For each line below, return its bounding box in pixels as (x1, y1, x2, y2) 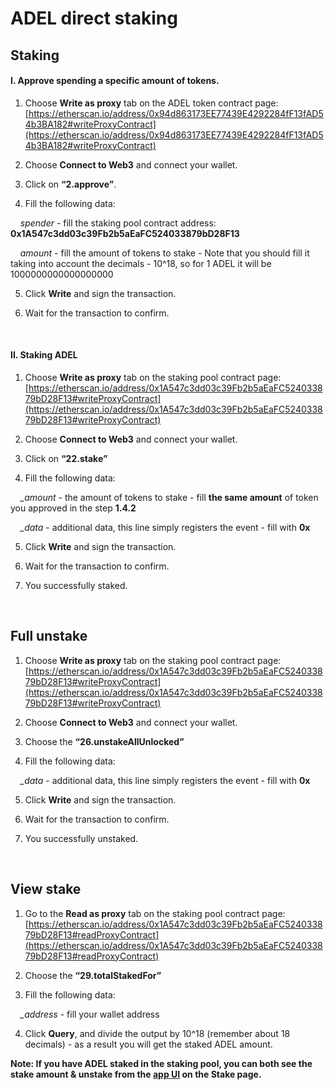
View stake (10, 881, 82, 898)
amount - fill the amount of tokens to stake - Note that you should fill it (19, 247, 310, 259)
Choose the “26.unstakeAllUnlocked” (24, 735, 185, 747)
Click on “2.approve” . (24, 178, 117, 190)
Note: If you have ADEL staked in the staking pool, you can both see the (10, 1057, 313, 1069)
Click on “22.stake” (24, 452, 108, 464)
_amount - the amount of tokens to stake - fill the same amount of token (19, 491, 319, 503)
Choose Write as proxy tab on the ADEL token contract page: (24, 97, 279, 109)
